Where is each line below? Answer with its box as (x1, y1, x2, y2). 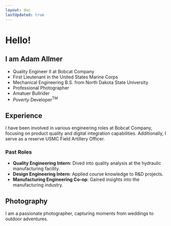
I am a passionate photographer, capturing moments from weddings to (5, 211, 154, 217)
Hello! (5, 34, 31, 46)
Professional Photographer (12, 85, 69, 91)
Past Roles (5, 148, 32, 155)
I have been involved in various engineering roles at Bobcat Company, (5, 125, 153, 131)
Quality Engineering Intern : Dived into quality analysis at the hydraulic (12, 160, 161, 167)
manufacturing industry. (12, 182, 64, 188)
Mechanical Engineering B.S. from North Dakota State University (12, 79, 149, 85)
